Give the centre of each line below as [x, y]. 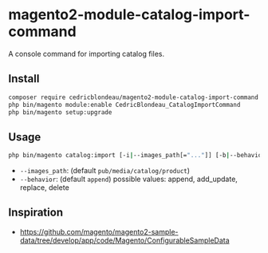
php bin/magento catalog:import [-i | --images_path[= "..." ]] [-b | [119, 156]
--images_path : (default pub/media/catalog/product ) [104, 171]
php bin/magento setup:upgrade [60, 112]
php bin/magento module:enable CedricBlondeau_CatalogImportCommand [124, 105]
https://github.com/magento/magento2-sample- [99, 231]
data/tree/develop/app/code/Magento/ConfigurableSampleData [124, 240]
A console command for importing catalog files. [87, 53]
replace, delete [44, 188]
